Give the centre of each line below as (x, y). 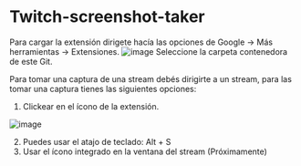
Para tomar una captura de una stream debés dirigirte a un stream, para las (150, 78)
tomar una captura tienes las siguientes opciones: (103, 88)
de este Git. (31, 61)
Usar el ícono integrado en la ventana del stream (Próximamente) (145, 151)
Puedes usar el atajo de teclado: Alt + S (97, 141)
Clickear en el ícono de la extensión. (91, 106)
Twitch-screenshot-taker (107, 17)
